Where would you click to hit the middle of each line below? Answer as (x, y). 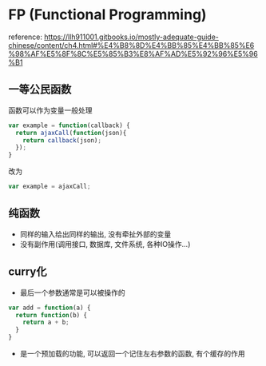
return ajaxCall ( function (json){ (71, 133)
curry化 (28, 272)
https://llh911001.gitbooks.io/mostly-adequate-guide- (131, 37)
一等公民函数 (40, 90)
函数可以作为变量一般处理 (50, 110)
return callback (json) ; (62, 140)
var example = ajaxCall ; (50, 187)
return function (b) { (52, 315)
